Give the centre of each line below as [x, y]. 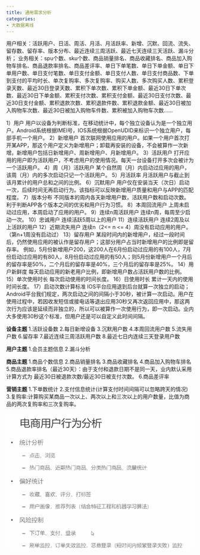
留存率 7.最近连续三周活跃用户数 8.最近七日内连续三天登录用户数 [101, 337]
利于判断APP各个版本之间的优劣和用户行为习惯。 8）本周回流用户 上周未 [95, 205]
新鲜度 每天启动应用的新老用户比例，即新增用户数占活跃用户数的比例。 [98, 272]
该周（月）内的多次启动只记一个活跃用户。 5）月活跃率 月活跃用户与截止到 [98, 175]
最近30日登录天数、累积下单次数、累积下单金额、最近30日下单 [104, 88]
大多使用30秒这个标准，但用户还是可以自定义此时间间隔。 [77, 316]
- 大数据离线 [20, 25]
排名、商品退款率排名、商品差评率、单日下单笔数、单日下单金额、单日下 [105, 66]
